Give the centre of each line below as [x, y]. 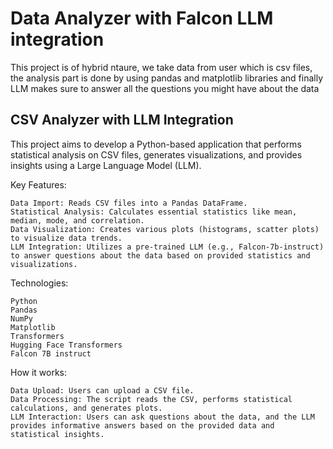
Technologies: [39, 283]
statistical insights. [57, 434]
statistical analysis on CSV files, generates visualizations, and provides [156, 154]
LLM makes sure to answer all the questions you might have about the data [165, 88]
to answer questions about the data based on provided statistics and [160, 255]
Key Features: [38, 184]
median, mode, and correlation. [77, 220]
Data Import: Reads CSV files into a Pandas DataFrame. [129, 203]
